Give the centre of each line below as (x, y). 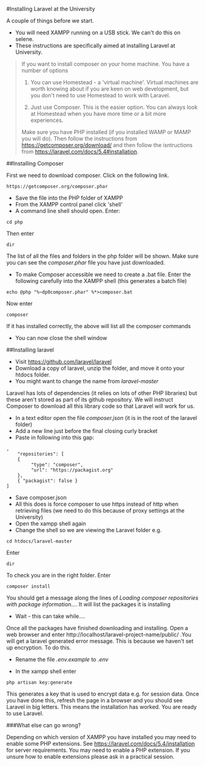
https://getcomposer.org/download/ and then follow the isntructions (107, 145)
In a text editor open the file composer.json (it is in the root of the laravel (106, 418)
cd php (15, 222)
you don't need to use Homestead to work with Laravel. (100, 95)
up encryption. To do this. (39, 648)
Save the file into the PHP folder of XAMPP (69, 198)
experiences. (47, 120)
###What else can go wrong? (44, 725)
